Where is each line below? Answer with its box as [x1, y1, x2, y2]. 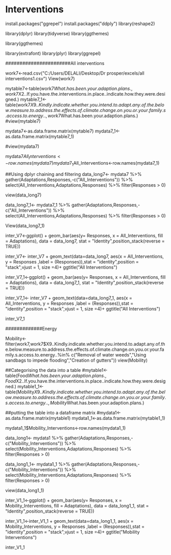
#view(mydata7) [5, 143, 40, 149]
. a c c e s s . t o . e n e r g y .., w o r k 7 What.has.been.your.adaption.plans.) [5, 113, 138, 119]
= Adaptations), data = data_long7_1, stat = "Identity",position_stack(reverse [5, 279, 164, 285]
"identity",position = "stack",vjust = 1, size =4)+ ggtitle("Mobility [5, 528, 140, 535]
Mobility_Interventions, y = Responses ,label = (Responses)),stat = [5, 523, 145, 529]
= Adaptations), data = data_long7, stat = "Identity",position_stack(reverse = [5, 238, 165, 244]
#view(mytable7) [5, 118, 41, 124]
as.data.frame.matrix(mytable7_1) [5, 133, 75, 139]
